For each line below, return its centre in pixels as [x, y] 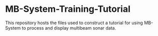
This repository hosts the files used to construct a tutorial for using [74, 23]
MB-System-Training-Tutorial [68, 9]
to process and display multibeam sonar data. [69, 28]
